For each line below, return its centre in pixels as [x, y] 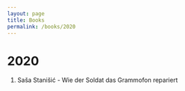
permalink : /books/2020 [42, 26]
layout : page [26, 14]
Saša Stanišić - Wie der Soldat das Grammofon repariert [97, 80]
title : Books [26, 20]
